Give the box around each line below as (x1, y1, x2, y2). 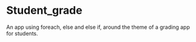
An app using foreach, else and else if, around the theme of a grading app (6, 23, 191, 31)
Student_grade (6, 4, 83, 17)
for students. (6, 29, 38, 37)
